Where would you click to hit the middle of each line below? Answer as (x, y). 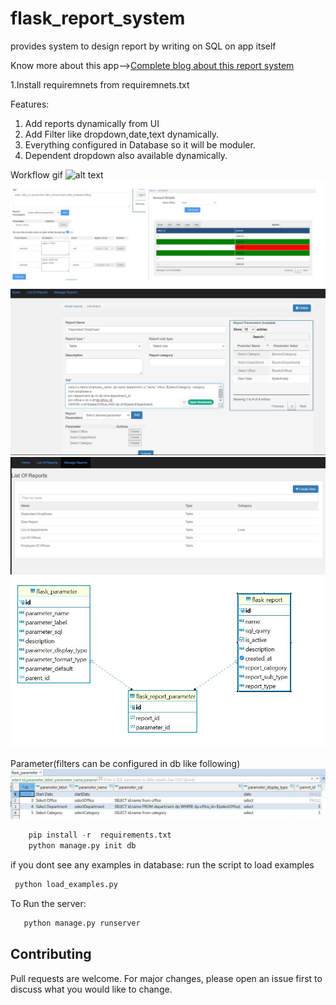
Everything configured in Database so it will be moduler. (140, 144)
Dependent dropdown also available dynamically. (126, 155)
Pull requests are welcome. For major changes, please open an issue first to (166, 978)
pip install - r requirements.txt (100, 835)
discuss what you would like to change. (91, 989)
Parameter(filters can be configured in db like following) (125, 764)
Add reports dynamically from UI (92, 123)
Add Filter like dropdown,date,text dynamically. (122, 134)
